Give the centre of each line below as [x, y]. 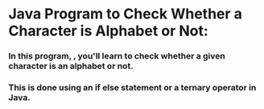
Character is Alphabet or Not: [109, 31]
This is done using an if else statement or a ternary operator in [132, 87]
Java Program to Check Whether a [126, 14]
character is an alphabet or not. [71, 67]
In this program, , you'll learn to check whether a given [117, 56]
